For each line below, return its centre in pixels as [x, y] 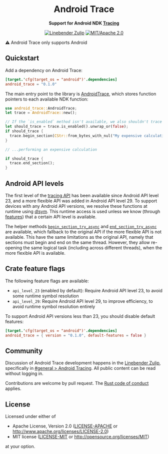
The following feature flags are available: [47, 281]
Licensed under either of [30, 416]
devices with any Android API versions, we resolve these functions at [76, 206]
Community [24, 351]
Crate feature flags [35, 269]
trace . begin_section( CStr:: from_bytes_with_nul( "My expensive [76, 136]
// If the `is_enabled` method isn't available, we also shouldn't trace [84, 122]
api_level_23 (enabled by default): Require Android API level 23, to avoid [87, 290]
